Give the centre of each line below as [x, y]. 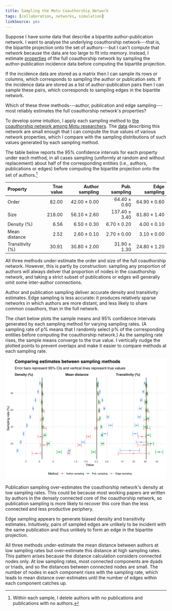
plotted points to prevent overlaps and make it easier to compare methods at [86, 346]
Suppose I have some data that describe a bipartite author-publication [79, 37]
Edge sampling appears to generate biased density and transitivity [75, 519]
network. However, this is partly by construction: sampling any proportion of [85, 266]
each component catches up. [36, 583]
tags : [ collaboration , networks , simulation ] [55, 16]
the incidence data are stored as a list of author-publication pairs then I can [85, 85]
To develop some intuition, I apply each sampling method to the [72, 121]
